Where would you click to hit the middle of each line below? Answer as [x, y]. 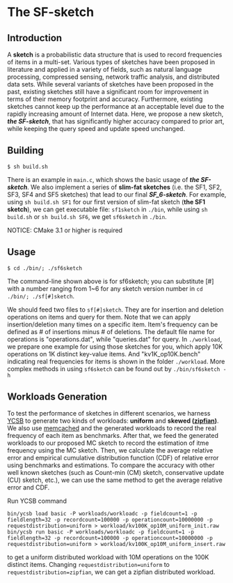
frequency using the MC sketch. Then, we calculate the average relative [110, 450]
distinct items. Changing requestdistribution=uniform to [89, 565]
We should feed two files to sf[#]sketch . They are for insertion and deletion [115, 309]
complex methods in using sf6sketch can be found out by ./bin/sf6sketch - [117, 369]
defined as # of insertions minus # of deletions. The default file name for [111, 331]
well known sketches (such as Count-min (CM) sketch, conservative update [116, 473]
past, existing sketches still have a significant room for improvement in [108, 92]
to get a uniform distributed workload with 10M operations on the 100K [108, 557]
